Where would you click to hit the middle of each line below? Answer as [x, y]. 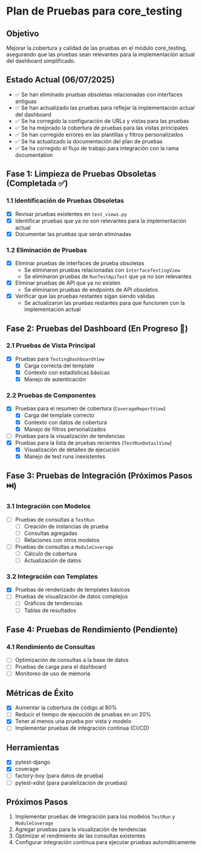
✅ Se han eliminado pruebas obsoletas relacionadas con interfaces [99, 94]
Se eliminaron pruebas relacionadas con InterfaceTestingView [102, 270]
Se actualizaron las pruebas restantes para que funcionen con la [104, 303]
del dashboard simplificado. [41, 61]
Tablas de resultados [50, 610]
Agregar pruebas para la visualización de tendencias [81, 830]
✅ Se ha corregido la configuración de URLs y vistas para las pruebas [102, 121]
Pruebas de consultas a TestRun [55, 519]
